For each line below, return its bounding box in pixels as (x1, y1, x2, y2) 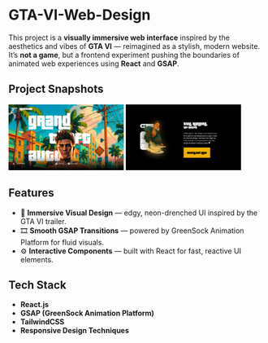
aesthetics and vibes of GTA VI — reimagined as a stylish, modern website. (8, 41, 261, 51)
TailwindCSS (19, 317, 65, 327)
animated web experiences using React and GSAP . (8, 59, 180, 68)
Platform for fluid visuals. (19, 237, 104, 247)
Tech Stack (8, 279, 67, 292)
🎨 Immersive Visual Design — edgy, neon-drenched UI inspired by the (19, 208, 258, 218)
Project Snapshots (8, 82, 104, 96)
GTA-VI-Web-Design (8, 6, 151, 24)
